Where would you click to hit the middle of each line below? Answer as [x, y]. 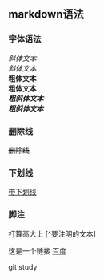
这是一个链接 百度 [37, 250]
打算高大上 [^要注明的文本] [52, 233]
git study [23, 266]
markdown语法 [46, 14]
